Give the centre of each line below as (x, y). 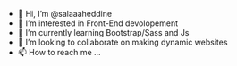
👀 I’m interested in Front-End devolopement (98, 23)
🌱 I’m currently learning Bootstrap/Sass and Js (103, 33)
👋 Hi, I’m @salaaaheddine (65, 14)
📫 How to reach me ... (59, 52)
